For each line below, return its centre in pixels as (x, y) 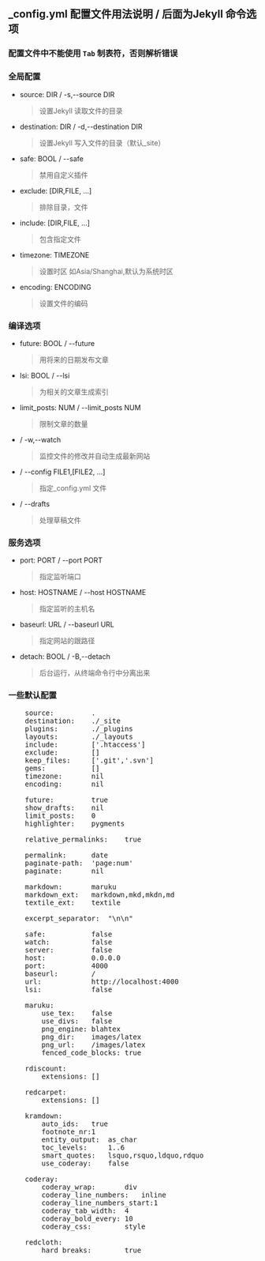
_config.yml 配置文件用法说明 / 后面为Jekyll (116, 14)
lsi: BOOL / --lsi (45, 375)
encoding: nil (64, 784)
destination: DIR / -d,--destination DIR (81, 126)
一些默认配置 (33, 695)
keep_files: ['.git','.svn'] (90, 760)
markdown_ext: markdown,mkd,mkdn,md (100, 894)
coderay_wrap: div (90, 1187)
